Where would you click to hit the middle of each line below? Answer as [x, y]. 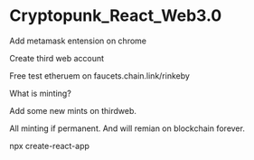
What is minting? [41, 93]
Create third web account [57, 58]
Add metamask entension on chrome [78, 41]
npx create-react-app [50, 146]
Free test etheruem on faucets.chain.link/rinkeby [99, 75]
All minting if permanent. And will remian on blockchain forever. [127, 128]
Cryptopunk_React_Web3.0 [116, 16]
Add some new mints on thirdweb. [73, 110]
